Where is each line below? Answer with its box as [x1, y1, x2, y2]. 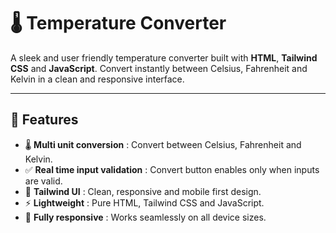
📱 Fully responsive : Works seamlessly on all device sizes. [24, 211, 267, 223]
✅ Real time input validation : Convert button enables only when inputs [24, 163, 320, 175]
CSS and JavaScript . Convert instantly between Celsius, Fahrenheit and [10, 62, 308, 74]
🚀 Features [10, 111, 79, 129]
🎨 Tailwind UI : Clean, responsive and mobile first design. [24, 185, 262, 197]
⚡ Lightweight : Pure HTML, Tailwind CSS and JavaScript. [24, 196, 265, 209]
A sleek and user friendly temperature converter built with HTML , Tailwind [10, 51, 318, 64]
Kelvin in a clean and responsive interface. [10, 73, 185, 85]
